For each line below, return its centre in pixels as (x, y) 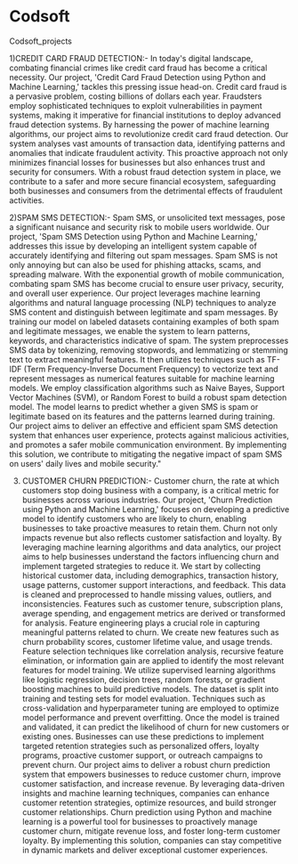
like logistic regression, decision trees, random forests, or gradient (144, 680)
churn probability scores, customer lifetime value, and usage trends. (147, 641)
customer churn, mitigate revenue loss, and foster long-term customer (151, 831)
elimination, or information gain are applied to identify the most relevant (153, 660)
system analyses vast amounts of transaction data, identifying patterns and (147, 143)
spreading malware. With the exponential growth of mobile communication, (147, 274)
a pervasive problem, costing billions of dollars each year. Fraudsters (136, 96)
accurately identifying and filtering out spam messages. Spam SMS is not (144, 255)
